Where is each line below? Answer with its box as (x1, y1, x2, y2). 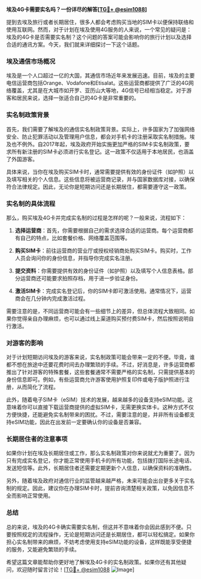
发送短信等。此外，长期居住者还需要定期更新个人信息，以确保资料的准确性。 (6, 464, 195, 471)
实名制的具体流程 (6, 200, 56, 208)
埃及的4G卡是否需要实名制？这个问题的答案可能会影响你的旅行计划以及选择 (6, 33, 192, 41)
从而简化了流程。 (16, 384, 59, 391)
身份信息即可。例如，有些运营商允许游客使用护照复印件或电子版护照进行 (6, 376, 184, 383)
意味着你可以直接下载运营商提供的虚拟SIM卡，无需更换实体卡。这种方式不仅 (6, 403, 194, 411)
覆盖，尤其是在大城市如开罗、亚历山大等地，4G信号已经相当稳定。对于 (11, 87, 187, 94)
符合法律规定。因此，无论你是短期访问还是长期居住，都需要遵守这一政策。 (6, 183, 190, 190)
